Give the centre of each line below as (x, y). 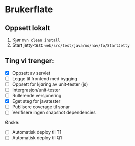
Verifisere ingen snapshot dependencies (54, 113)
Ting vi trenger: (30, 61)
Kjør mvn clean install (36, 40)
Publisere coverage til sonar (41, 107)
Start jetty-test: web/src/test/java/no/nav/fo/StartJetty (71, 45)
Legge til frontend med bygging (45, 78)
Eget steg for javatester (36, 101)
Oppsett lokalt (28, 28)
